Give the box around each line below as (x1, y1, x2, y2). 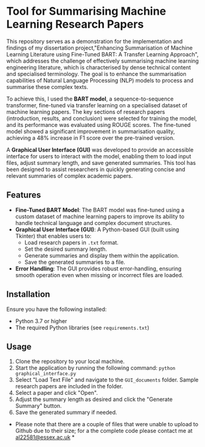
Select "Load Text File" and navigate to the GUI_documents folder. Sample (15, 376, 199, 384)
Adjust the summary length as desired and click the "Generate (15, 395, 173, 403)
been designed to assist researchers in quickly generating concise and (6, 166, 185, 173)
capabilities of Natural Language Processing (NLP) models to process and (6, 77, 193, 84)
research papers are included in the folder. (15, 383, 123, 390)
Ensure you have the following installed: (6, 305, 107, 313)
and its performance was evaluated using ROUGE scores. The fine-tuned (6, 121, 191, 128)
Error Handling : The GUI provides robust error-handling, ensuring (15, 265, 182, 272)
